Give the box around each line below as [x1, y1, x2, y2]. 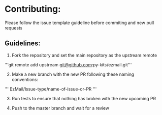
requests [4, 25, 23, 30]
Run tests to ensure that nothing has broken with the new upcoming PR [11, 95, 156, 101]
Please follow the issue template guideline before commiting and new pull [4, 20, 154, 26]
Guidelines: [4, 39, 41, 48]
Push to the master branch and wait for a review [11, 105, 109, 111]
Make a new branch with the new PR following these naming [11, 71, 134, 77]
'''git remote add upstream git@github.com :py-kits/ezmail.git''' [4, 61, 132, 67]
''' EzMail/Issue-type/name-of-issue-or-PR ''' [4, 86, 97, 92]
